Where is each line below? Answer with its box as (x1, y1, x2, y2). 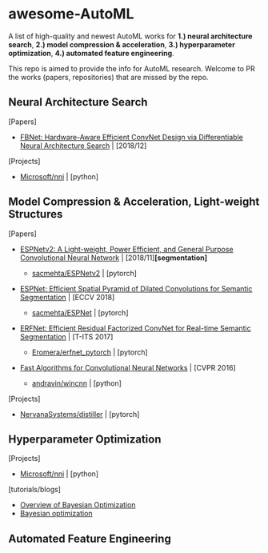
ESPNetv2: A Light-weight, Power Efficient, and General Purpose (19, 244, 234, 254)
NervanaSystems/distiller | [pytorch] (19, 409, 140, 419)
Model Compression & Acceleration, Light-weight (8, 195, 260, 209)
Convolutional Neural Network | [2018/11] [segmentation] (19, 253, 208, 262)
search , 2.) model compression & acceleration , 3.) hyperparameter (8, 39, 236, 49)
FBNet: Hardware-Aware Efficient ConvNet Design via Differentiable (19, 132, 244, 142)
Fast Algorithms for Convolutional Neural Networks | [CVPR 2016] (19, 363, 236, 372)
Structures (8, 207, 63, 221)
